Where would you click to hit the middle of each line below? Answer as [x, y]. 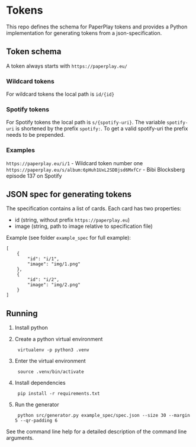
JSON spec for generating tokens [69, 194]
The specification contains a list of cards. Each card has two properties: [94, 208]
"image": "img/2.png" [54, 285]
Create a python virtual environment [59, 339]
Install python [31, 328]
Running [22, 313]
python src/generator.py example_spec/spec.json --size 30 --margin [104, 416]
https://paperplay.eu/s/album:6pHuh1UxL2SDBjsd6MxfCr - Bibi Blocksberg [96, 169]
